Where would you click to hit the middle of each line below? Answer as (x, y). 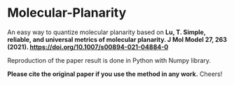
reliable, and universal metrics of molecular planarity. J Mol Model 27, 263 (117, 39)
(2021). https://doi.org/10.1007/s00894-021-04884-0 (88, 47)
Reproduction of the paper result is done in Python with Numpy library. (109, 60)
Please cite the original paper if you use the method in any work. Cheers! (115, 74)
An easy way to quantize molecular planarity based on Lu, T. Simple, (106, 32)
